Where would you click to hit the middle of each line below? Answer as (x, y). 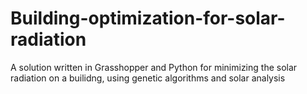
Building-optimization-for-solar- (148, 18)
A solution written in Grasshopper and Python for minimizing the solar (154, 67)
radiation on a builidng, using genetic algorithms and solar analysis (148, 78)
